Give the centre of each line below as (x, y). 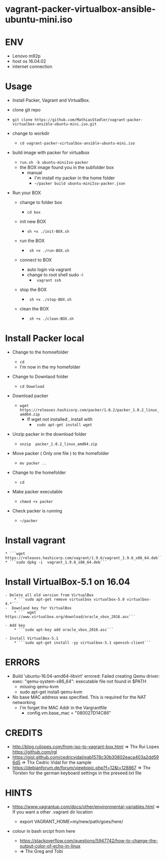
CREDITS (24, 733)
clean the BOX (34, 309)
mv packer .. (33, 463)
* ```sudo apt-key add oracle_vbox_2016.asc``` (64, 630)
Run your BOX (26, 193)
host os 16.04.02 (29, 61)
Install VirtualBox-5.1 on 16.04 (68, 582)
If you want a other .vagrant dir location (52, 812)
